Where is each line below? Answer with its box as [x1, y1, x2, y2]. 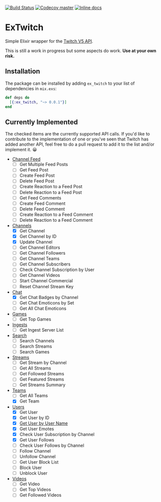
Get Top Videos [19, 487, 52, 493]
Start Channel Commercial [19, 278, 73, 284]
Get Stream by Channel [19, 360, 67, 366]
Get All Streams [19, 365, 52, 371]
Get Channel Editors [19, 244, 60, 251]
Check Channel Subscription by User [19, 267, 95, 273]
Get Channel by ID [19, 233, 57, 239]
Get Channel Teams [19, 256, 60, 262]
